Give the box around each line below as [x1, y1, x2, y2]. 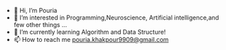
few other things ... [13, 21, 67, 28]
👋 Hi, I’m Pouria [13, 7, 58, 14]
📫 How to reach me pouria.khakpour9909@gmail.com [13, 36, 169, 43]
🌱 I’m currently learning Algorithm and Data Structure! [13, 28, 166, 36]
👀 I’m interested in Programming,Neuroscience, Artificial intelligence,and [13, 14, 220, 22]
